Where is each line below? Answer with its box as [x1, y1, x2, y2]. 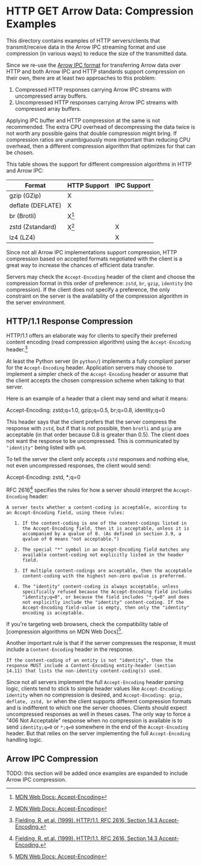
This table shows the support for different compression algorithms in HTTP [6, 160, 192, 168]
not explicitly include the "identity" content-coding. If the [22, 599, 185, 605]
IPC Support [115, 181, 151, 189]
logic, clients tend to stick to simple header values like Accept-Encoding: [6, 685, 185, 692]
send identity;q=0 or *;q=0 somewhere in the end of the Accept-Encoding [6, 723, 188, 730]
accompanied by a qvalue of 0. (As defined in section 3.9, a [22, 530, 182, 537]
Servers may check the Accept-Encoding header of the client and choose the [6, 273, 195, 280]
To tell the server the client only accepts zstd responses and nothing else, [6, 456, 189, 463]
